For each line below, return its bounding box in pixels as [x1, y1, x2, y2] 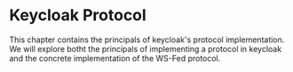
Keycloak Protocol [9, 5, 146, 25]
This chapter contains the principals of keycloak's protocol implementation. [9, 34, 285, 45]
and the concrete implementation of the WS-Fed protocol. [9, 53, 221, 63]
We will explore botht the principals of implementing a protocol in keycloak [9, 43, 282, 54]
